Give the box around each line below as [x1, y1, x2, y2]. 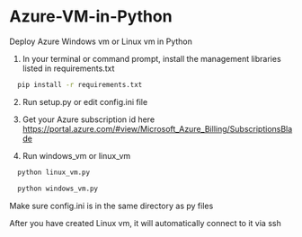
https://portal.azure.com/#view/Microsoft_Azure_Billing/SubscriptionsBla [22, 123, 293, 134]
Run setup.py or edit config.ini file [22, 96, 148, 107]
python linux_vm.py [17, 168, 91, 177]
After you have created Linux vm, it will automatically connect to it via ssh [9, 217, 281, 228]
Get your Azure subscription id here [22, 114, 155, 125]
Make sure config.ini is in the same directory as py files [9, 200, 214, 211]
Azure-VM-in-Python [9, 6, 173, 27]
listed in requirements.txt [22, 63, 115, 74]
